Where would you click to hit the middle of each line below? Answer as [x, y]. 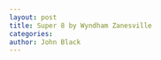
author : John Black [45, 42]
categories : [31, 34]
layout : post [33, 17]
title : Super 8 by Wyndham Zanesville [80, 26]
